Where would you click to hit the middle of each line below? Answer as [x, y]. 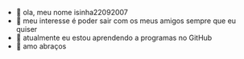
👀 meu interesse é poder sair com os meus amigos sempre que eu [126, 21]
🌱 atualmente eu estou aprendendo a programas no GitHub [114, 37]
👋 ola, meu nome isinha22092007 [72, 12]
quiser [27, 29]
